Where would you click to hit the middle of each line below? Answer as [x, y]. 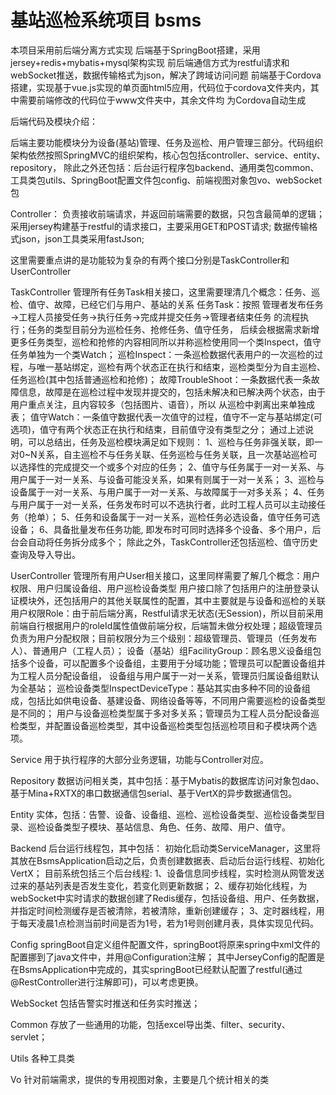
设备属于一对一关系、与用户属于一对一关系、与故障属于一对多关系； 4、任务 [167, 492]
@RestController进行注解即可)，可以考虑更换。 [107, 982]
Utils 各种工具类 [43, 1058]
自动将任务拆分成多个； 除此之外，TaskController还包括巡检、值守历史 [173, 542]
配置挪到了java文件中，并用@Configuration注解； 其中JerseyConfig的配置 [163, 957]
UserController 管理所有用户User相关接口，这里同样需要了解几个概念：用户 [165, 575]
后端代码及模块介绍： [54, 121]
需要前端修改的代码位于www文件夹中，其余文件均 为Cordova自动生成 [162, 100]
